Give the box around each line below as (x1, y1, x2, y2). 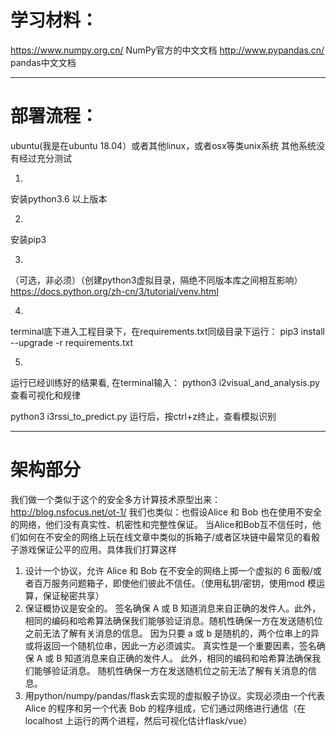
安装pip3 (10, 233, 47, 245)
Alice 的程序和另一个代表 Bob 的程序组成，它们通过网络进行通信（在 (24, 702, 307, 714)
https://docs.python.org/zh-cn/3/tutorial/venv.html (10, 285, 219, 297)
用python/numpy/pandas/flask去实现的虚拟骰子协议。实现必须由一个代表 (24, 689, 326, 701)
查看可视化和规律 (10, 389, 81, 401)
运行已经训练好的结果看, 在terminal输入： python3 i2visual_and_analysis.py (10, 376, 320, 388)
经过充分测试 (18, 152, 72, 164)
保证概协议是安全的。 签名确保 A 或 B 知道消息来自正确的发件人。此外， (24, 602, 322, 614)
